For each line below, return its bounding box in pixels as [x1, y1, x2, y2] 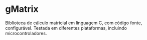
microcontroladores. [5, 30, 47, 36]
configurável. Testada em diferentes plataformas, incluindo [5, 25, 127, 31]
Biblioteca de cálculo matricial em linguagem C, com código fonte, [5, 20, 142, 26]
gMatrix [5, 3, 39, 15]
